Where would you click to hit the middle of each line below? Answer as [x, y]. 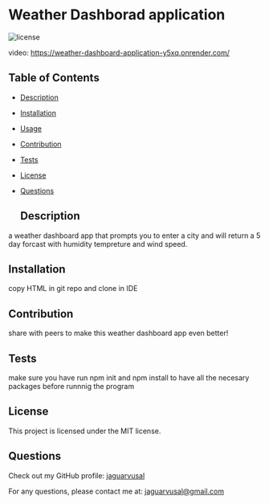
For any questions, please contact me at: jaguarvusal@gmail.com [116, 491]
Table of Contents [54, 78]
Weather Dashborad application [117, 15]
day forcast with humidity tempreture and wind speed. [98, 244]
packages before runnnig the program [71, 386]
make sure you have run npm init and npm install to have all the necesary [129, 378]
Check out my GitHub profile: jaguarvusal [77, 475]
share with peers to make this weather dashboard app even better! [118, 333]
